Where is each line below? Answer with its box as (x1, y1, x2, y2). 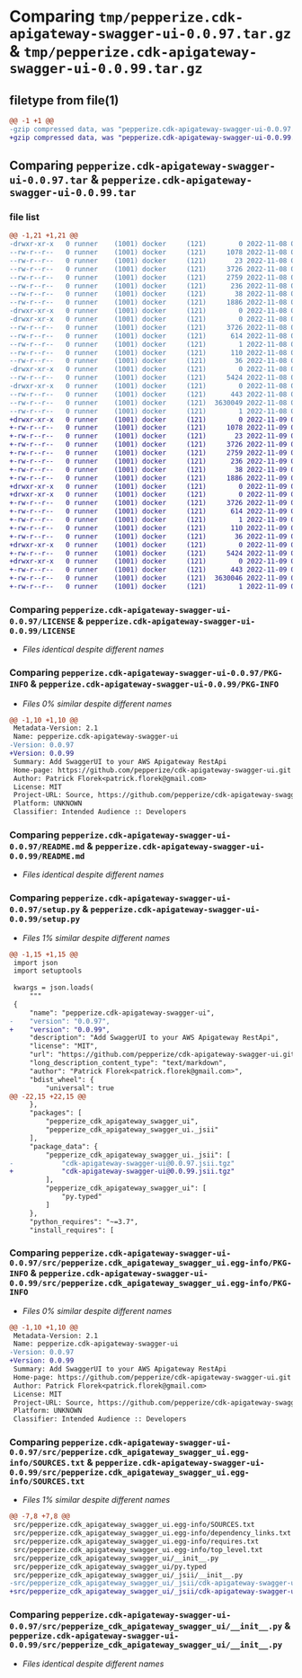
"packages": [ (29, 1108, 83, 1118)
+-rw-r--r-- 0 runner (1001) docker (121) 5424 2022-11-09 (9, 548, 288, 558)
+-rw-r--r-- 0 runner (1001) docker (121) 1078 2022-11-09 (9, 423, 288, 432)
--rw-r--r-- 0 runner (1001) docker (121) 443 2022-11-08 (9, 389, 288, 399)
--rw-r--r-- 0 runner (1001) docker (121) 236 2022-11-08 (9, 281, 288, 290)
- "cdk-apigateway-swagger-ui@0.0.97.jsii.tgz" (9, 1159, 235, 1167)
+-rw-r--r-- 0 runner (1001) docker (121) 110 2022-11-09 (9, 523, 288, 532)
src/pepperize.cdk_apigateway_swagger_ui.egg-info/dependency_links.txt (13, 1529, 292, 1538)
